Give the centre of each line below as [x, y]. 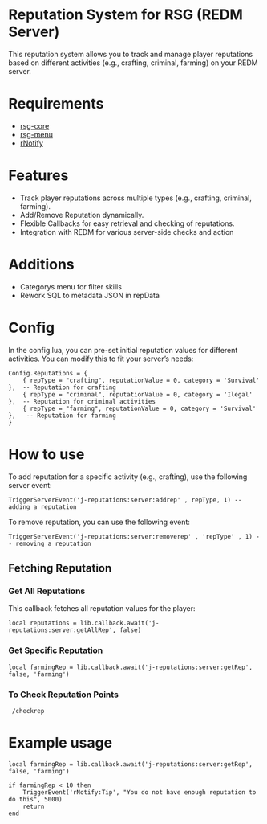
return [34, 806]
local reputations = [43, 623]
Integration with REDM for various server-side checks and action [127, 232]
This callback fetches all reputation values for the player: [102, 609]
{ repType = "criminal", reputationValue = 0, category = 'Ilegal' [138, 394]
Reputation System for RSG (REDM [125, 15]
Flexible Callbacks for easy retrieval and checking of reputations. [127, 223]
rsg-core [34, 125]
